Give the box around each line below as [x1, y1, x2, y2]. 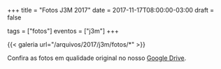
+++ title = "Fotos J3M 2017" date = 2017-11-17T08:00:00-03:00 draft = [7, 6, 215, 14]
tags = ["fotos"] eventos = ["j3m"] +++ [7, 27, 119, 35]
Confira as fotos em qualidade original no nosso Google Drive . [7, 54, 187, 62]
